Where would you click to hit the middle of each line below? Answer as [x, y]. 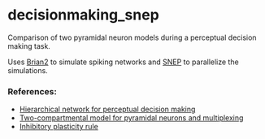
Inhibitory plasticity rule [59, 127]
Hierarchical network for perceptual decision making [107, 109]
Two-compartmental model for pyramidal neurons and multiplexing [131, 118]
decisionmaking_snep [83, 15]
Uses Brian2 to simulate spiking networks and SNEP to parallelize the [123, 62]
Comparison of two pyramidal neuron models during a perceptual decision [132, 37]
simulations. [28, 70]
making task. [29, 46]
